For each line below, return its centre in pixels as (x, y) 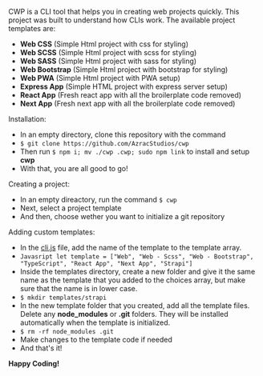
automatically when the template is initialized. (95, 322)
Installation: (27, 119)
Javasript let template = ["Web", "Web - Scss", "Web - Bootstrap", (137, 257)
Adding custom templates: (52, 232)
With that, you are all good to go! (74, 168)
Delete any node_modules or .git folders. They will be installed (124, 314)
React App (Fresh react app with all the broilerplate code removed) (131, 95)
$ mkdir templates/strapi (63, 298)
